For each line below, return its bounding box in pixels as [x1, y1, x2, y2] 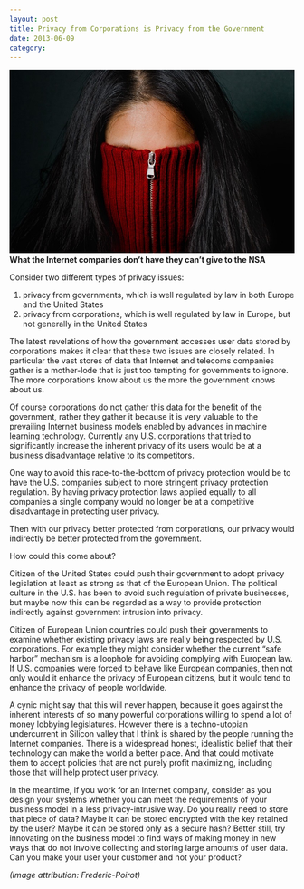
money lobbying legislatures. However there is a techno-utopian [9, 719, 249, 730]
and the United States [22, 299, 104, 310]
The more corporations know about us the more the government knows [9, 374, 276, 385]
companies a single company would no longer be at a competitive [9, 497, 255, 507]
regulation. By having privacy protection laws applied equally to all [9, 487, 257, 498]
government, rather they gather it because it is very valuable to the [9, 411, 259, 422]
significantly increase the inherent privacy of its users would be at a [9, 440, 262, 451]
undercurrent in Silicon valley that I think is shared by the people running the [9, 729, 294, 739]
